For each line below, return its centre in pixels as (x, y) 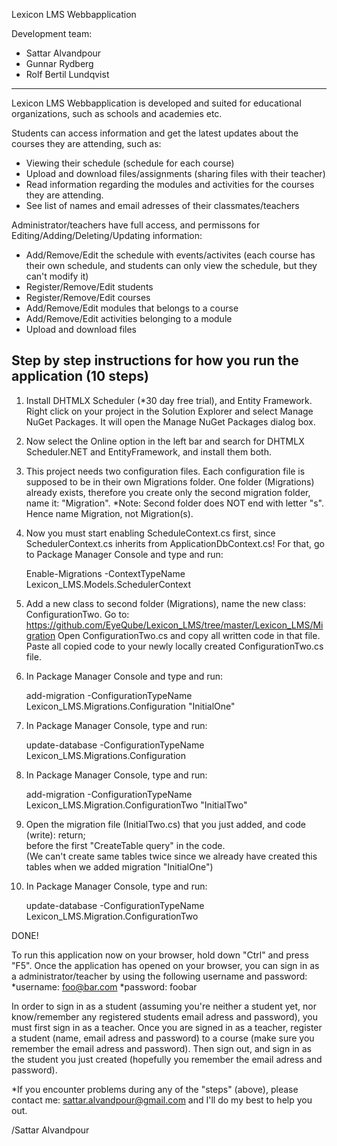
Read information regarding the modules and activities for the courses (170, 184)
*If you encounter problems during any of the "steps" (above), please (155, 1089)
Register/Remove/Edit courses (88, 297)
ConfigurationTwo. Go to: (77, 614)
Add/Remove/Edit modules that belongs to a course (132, 308)
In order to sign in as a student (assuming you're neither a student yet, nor (164, 1006)
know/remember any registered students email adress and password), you (164, 1016)
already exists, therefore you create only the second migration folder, (168, 492)
